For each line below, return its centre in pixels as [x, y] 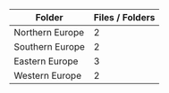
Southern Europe [49, 46]
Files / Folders [124, 17]
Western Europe [48, 76]
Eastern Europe [46, 61]
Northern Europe [49, 32]
